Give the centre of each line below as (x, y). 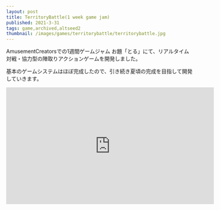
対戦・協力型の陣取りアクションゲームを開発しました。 (74, 59)
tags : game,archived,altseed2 (44, 28)
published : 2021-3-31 (33, 23)
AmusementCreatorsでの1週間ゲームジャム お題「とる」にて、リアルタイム (98, 52)
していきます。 (24, 79)
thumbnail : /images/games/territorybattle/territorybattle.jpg (86, 34)
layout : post (22, 12)
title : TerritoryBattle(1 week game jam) (58, 17)
